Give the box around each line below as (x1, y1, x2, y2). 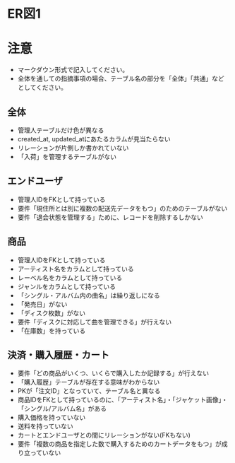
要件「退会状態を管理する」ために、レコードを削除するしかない (17, 213, 203, 221)
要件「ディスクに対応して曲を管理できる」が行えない (17, 317, 172, 326)
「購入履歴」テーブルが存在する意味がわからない (17, 378, 160, 387)
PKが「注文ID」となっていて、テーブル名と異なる (17, 387, 161, 395)
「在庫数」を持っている (17, 326, 86, 335)
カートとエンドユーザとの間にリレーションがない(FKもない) (17, 431, 191, 440)
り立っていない (17, 449, 61, 457)
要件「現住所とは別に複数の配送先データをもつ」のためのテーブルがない (17, 204, 228, 212)
